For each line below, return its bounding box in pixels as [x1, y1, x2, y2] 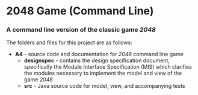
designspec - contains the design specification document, [23, 57, 170, 64]
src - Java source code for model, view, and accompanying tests [23, 82, 185, 90]
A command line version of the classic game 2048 [6, 26, 156, 34]
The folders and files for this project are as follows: [6, 39, 132, 46]
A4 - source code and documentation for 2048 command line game [14, 51, 184, 58]
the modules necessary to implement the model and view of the [23, 70, 182, 77]
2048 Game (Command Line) [6, 4, 154, 18]
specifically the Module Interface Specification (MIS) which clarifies [23, 63, 193, 71]
